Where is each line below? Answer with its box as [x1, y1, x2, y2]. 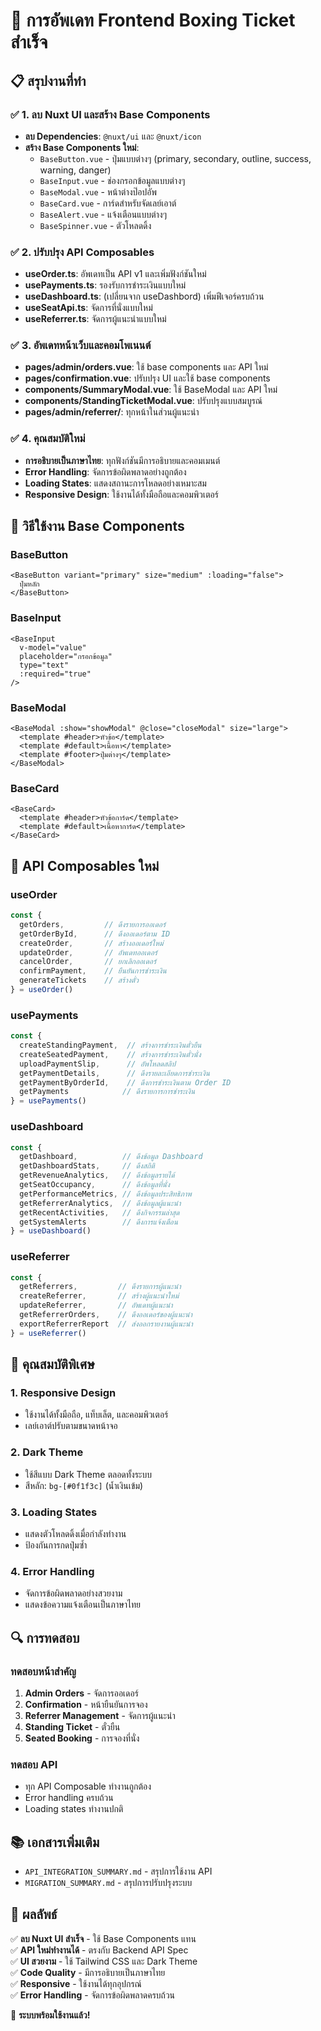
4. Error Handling [10, 1564, 95, 1578]
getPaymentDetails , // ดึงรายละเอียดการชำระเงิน [19, 1068, 210, 1078]
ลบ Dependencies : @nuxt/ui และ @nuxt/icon [24, 130, 202, 142]
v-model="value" [19, 642, 87, 653]
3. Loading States [10, 1505, 98, 1519]
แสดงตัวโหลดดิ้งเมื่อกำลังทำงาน [24, 1527, 127, 1539]
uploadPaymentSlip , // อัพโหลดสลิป [19, 1059, 177, 1069]
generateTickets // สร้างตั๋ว [19, 975, 139, 986]
